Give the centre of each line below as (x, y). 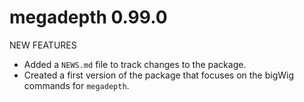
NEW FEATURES (43, 45)
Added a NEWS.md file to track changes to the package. (135, 64)
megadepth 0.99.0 (88, 17)
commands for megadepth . (76, 85)
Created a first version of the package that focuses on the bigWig (159, 75)
